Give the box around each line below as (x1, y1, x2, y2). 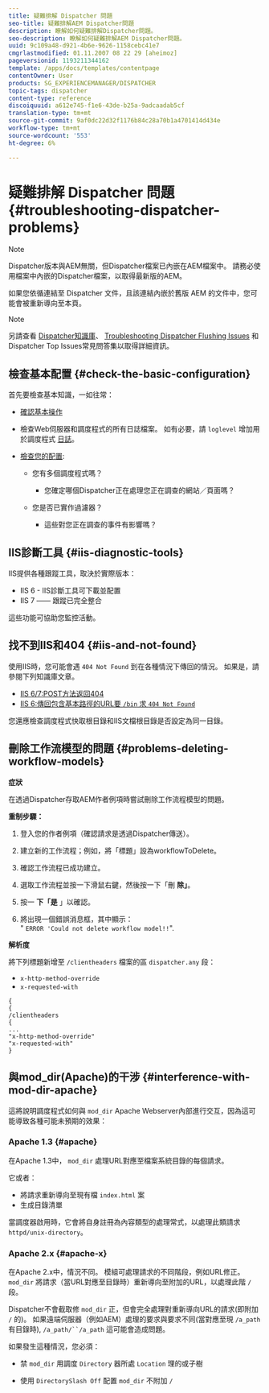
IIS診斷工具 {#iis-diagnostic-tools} (8, 545, 185, 560)
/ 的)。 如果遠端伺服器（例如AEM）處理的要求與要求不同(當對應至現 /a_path (8, 1314, 261, 1325)
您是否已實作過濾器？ (31, 502, 103, 512)
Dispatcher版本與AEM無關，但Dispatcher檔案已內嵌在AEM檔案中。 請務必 (8, 261, 255, 271)
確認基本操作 (19, 407, 63, 417)
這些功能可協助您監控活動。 (8, 613, 100, 622)
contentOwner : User (8, 72, 74, 80)
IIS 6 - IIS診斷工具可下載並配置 (19, 585, 121, 596)
